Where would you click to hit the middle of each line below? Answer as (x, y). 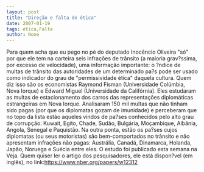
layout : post (23, 12)
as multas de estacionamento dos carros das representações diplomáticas (100, 98)
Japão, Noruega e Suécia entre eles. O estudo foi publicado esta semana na (102, 149)
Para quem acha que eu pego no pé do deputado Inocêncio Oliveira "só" (97, 52)
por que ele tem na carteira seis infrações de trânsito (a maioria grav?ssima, (102, 59)
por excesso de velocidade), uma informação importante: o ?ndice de (93, 65)
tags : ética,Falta (30, 29)
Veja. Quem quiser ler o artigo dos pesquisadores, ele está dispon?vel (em (100, 156)
